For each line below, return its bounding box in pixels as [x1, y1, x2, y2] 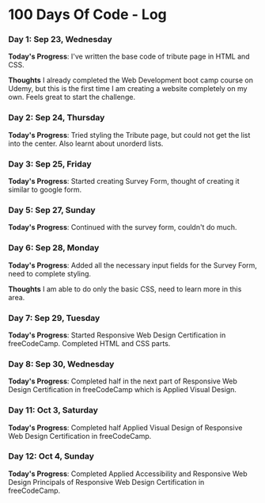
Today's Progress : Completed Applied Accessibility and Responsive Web [8, 469, 248, 478]
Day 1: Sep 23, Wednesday [8, 34, 112, 45]
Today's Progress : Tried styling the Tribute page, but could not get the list [8, 130, 251, 139]
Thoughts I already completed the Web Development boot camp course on [8, 75, 254, 85]
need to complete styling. [8, 269, 92, 278]
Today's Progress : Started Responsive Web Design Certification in [8, 330, 226, 340]
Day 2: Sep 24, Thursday [8, 112, 105, 124]
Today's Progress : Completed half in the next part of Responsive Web [8, 376, 237, 386]
